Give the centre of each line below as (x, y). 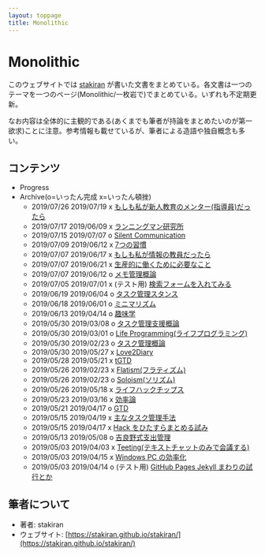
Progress (34, 188)
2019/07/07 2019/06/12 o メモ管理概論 (94, 274)
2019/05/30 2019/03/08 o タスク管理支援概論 (105, 323)
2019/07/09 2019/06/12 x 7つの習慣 (89, 244)
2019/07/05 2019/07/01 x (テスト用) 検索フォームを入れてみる (131, 284)
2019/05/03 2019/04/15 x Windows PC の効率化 (109, 457)
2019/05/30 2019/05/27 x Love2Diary (92, 353)
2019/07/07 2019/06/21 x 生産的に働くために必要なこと (121, 264)
